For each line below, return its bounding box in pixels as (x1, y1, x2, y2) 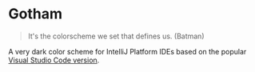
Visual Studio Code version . (8, 55, 100, 65)
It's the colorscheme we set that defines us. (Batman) (27, 31, 205, 41)
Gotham (8, 5, 62, 23)
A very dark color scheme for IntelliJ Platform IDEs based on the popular (8, 46, 247, 56)
